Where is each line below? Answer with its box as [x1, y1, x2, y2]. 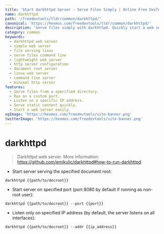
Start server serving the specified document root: [12, 168, 112, 174]
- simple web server [9, 44, 51, 48]
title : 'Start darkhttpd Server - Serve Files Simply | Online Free [5, 7, 147, 12]
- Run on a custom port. [9, 94, 60, 98]
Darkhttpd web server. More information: [17, 154, 99, 160]
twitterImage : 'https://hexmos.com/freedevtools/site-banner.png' [5, 116, 143, 121]
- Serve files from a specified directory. [9, 89, 99, 94]
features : [5, 84, 25, 90]
